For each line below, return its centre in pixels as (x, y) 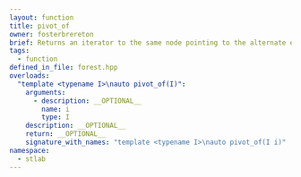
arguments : (46, 92)
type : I (56, 117)
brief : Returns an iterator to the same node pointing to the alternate (148, 42)
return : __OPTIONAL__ (65, 134)
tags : (19, 51)
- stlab (32, 159)
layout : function (42, 17)
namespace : (30, 150)
